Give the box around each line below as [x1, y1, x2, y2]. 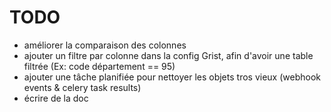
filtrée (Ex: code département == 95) [23, 60, 176, 72]
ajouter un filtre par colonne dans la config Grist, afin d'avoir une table [23, 49, 314, 61]
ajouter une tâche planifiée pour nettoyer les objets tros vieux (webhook [23, 71, 321, 83]
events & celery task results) [23, 81, 142, 93]
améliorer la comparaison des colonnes [23, 39, 187, 51]
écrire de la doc [23, 92, 89, 104]
